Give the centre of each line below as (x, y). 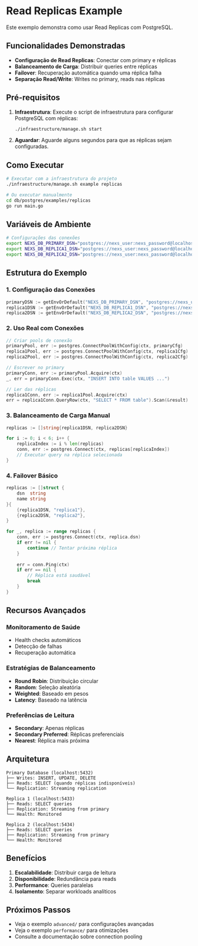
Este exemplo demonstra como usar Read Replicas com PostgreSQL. (90, 27)
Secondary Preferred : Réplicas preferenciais (69, 734)
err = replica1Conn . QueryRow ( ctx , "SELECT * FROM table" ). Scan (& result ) (97, 401)
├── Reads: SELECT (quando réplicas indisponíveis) (71, 783)
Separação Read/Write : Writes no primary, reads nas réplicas (90, 79)
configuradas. (32, 147)
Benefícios (26, 858)
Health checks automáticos (48, 640)
